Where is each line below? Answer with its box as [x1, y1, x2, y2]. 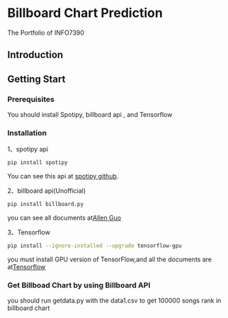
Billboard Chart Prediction [7, 5, 163, 21]
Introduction [7, 49, 64, 61]
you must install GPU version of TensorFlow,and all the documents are [7, 255, 212, 263]
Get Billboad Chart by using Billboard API [7, 280, 151, 290]
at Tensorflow [7, 262, 46, 271]
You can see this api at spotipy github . [7, 172, 119, 181]
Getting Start [7, 73, 66, 85]
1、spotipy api [7, 145, 48, 154]
